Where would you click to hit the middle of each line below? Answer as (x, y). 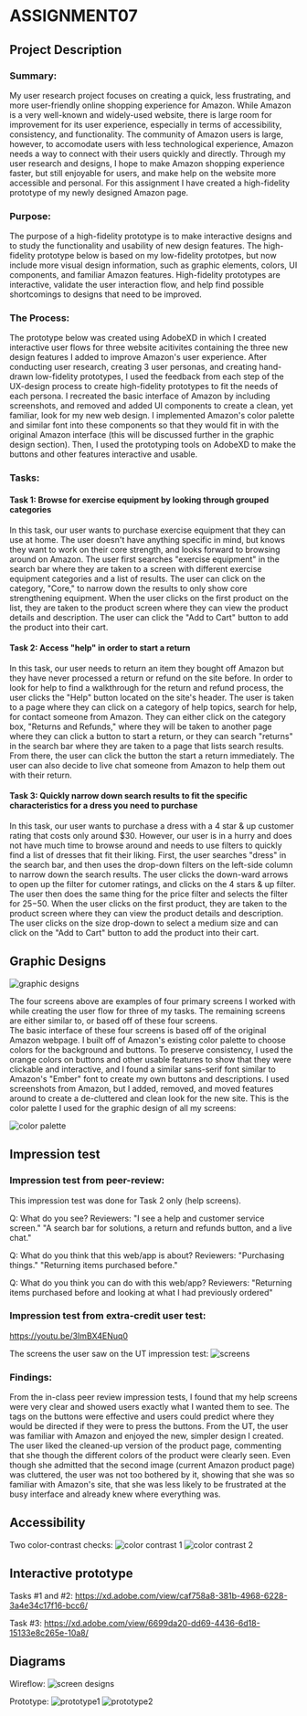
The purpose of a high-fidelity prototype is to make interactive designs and (151, 236)
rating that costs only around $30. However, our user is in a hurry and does (151, 836)
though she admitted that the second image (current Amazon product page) (152, 1465)
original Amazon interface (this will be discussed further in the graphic (142, 435)
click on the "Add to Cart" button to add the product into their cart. (134, 932)
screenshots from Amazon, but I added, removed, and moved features (142, 1088)
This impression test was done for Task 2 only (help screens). (126, 1200)
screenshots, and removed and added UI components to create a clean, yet (152, 406)
